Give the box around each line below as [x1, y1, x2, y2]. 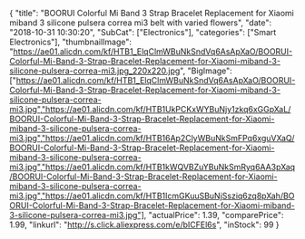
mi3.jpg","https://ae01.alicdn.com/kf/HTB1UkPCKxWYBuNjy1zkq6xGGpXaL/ [9, 104, 291, 114]
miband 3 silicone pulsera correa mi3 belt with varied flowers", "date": [9, 17, 272, 28]
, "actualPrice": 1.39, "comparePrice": [143, 210, 284, 220]
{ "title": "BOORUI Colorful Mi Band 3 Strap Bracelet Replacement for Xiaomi [9, 8, 295, 18]
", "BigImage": [180, 65, 233, 76]
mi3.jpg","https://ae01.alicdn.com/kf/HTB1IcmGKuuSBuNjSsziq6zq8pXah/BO [9, 190, 295, 201]
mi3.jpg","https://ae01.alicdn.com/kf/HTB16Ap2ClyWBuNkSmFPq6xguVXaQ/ [9, 133, 295, 143]
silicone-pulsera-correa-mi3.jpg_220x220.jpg [9, 65, 181, 76]
